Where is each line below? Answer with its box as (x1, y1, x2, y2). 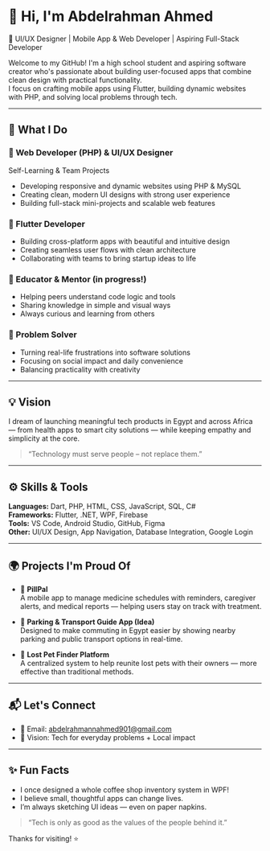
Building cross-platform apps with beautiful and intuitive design (19, 236, 231, 246)
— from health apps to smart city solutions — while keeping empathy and (8, 425, 252, 435)
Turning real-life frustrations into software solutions (19, 347, 191, 357)
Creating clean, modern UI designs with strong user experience (19, 189, 231, 199)
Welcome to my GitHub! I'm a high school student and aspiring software (8, 58, 247, 68)
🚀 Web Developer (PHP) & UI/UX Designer (8, 147, 174, 158)
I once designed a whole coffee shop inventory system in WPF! (19, 784, 230, 795)
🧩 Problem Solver (8, 329, 78, 340)
